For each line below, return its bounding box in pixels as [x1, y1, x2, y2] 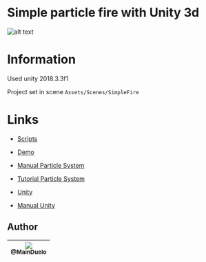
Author [7, 221, 38, 233]
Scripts [17, 134, 38, 142]
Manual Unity [17, 201, 55, 209]
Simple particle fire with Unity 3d [7, 5, 200, 21]
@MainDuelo [10, 248, 47, 256]
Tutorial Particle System [17, 174, 85, 183]
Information [7, 52, 76, 67]
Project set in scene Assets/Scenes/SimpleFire [7, 87, 139, 96]
